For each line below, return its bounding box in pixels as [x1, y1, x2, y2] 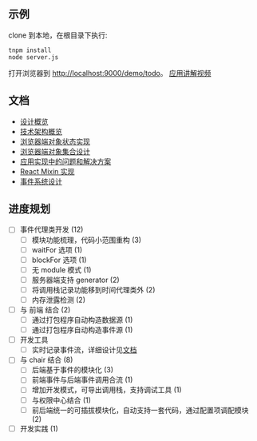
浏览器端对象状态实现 [19, 137, 90, 146]
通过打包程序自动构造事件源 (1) [31, 325, 133, 335]
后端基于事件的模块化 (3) [31, 365, 114, 375]
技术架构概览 [19, 126, 62, 136]
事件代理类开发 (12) [19, 224, 84, 234]
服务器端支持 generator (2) [31, 275, 120, 284]
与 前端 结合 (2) [19, 304, 71, 314]
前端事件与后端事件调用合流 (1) [31, 375, 133, 385]
